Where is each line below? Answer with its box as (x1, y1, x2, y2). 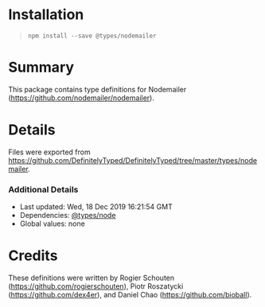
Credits (8, 247, 58, 265)
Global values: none (19, 219, 85, 228)
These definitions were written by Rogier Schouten (8, 273, 175, 283)
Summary (8, 58, 74, 76)
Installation (8, 6, 84, 24)
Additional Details (8, 184, 79, 195)
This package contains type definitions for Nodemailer (8, 84, 187, 94)
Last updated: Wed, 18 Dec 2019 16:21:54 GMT (19, 202, 173, 212)
